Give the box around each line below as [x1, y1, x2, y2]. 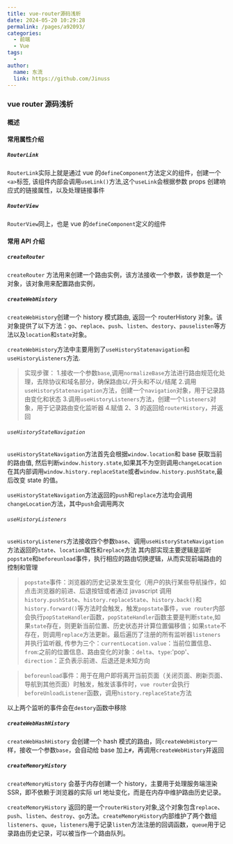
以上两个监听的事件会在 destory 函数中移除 [7, 704, 127, 712]
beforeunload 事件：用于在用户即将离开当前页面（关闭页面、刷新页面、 [24, 671, 227, 680]
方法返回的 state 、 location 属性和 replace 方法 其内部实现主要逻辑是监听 [7, 545, 212, 555]
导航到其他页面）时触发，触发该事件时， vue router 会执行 [24, 680, 190, 688]
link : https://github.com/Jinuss [13, 75, 111, 82]
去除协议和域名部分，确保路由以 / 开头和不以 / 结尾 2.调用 [36, 377, 197, 386]
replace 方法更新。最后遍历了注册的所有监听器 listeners [61, 631, 221, 639]
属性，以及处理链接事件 [37, 186, 105, 195]
